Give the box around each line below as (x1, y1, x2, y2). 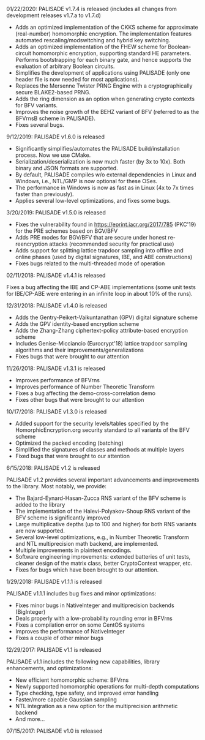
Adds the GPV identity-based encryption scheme (15, 320, 140, 327)
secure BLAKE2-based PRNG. (15, 89, 91, 96)
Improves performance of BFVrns (15, 377, 100, 383)
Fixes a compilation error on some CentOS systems (15, 621, 145, 629)
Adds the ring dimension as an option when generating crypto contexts (15, 95, 195, 102)
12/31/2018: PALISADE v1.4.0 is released (6, 302, 107, 309)
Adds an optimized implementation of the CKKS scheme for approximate (15, 24, 199, 31)
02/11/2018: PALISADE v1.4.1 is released (6, 272, 106, 279)
